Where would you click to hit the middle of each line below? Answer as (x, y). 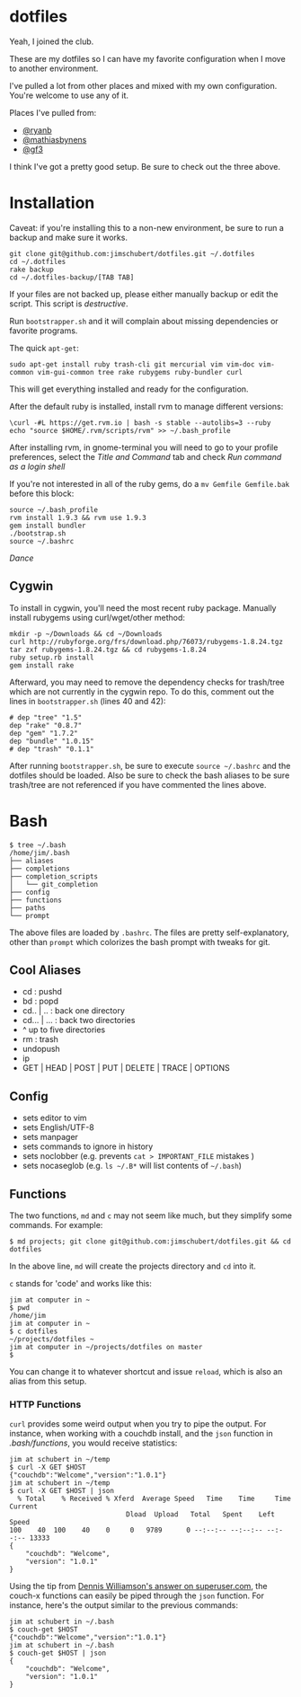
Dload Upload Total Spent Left (200, 1515)
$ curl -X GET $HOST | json (62, 1491)
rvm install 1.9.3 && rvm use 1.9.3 (78, 517)
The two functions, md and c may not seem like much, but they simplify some (150, 1215)
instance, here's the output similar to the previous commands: (124, 1605)
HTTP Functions (45, 1404)
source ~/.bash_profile (54, 509)
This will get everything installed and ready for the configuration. (129, 389)
